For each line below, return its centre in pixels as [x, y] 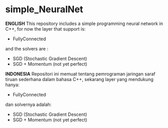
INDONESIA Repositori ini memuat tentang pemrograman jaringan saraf [80, 74]
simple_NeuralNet [44, 9]
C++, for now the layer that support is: [45, 29]
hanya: [12, 85]
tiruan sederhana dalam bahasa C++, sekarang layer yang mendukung [79, 79]
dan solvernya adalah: [29, 104]
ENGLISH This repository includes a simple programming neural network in [84, 23]
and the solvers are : [27, 48]
